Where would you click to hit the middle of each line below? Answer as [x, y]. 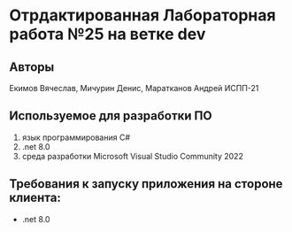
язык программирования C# [76, 137]
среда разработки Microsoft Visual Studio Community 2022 [132, 156]
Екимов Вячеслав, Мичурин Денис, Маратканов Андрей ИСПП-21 [134, 88]
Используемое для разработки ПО [111, 116]
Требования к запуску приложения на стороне [146, 184]
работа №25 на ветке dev [108, 34]
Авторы [32, 67]
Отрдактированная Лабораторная [142, 15]
